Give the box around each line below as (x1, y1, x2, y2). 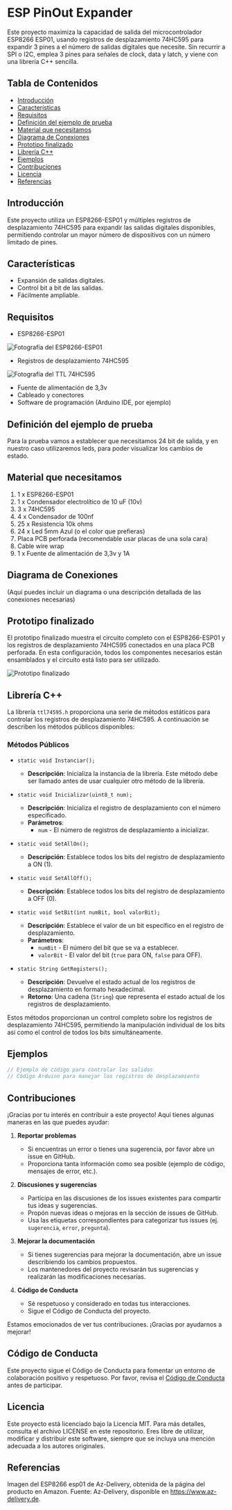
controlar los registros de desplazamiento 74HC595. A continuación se (7, 715, 209, 724)
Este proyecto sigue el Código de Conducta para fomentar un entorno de (7, 1366, 216, 1375)
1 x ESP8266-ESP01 (17, 490, 74, 498)
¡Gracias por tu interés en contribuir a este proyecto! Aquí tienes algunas (7, 1110, 215, 1119)
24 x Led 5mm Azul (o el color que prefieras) (17, 526, 145, 536)
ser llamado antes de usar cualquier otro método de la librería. (27, 777, 206, 785)
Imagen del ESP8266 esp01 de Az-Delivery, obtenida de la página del (7, 1480, 206, 1488)
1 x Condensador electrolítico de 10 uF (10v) (17, 497, 143, 506)
